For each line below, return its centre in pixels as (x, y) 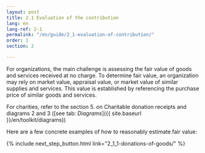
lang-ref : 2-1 (24, 29)
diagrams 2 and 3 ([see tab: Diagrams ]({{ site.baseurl (74, 113)
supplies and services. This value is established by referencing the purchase (103, 88)
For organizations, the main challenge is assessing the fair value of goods (99, 69)
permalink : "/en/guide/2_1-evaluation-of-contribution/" (80, 35)
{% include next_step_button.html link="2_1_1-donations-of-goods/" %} (96, 143)
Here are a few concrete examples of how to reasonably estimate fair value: (102, 132)
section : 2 (20, 47)
